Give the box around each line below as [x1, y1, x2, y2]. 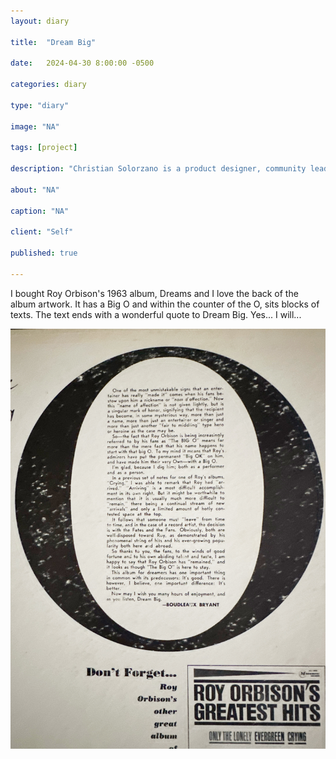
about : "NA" [10, 185, 60, 195]
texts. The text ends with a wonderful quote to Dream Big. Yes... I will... [10, 308, 302, 320]
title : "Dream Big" [10, 37, 97, 47]
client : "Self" [10, 227, 74, 237]
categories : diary [10, 80, 87, 90]
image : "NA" [10, 121, 60, 132]
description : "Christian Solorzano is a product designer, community [10, 164, 307, 174]
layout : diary [10, 16, 70, 26]
